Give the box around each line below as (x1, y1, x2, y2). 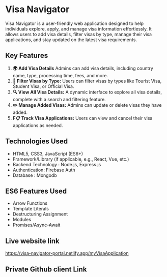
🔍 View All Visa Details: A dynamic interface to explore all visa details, (12, 89, 162, 95)
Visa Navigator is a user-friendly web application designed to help (5, 20, 144, 26)
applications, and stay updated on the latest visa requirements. (5, 37, 137, 43)
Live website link (5, 236, 60, 245)
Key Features (5, 51, 48, 60)
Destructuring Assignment (12, 211, 68, 217)
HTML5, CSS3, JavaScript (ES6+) (12, 150, 83, 157)
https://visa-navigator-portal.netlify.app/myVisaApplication (5, 250, 129, 256)
